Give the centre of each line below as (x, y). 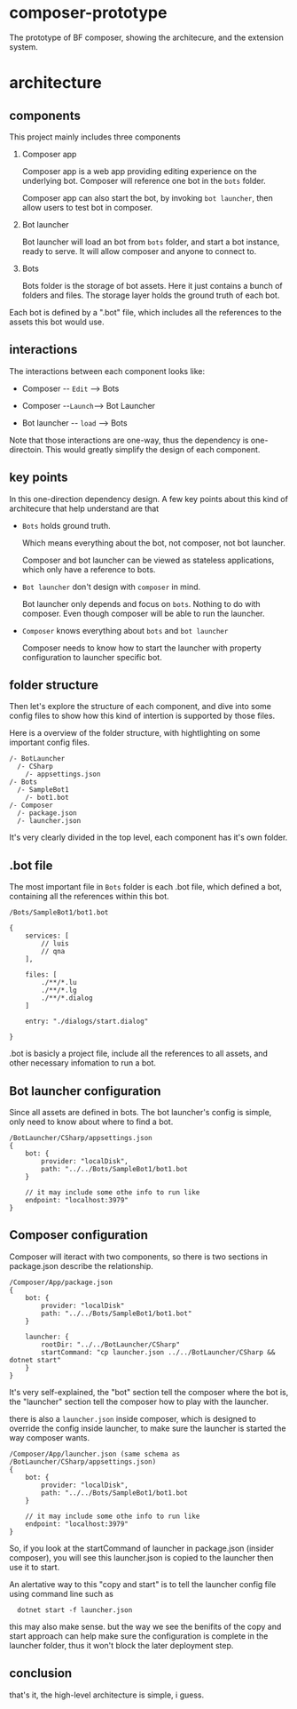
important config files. (50, 743)
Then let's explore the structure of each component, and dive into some (141, 707)
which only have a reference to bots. (89, 569)
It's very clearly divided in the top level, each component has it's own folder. (148, 837)
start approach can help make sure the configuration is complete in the (139, 1636)
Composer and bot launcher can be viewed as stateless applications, (148, 560)
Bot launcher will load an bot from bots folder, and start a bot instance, (151, 242)
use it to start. (35, 1567)
